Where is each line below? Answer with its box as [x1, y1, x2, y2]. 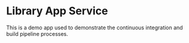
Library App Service [6, 4, 108, 18]
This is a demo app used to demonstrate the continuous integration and [6, 24, 183, 31]
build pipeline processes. [6, 30, 68, 37]
